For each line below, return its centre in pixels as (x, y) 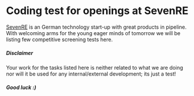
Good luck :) (21, 87)
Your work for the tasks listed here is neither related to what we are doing (95, 67)
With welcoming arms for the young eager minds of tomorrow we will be (93, 33)
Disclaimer (20, 53)
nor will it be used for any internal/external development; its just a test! (91, 74)
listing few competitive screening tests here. (59, 39)
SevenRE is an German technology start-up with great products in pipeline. (96, 27)
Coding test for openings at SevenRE (97, 11)
